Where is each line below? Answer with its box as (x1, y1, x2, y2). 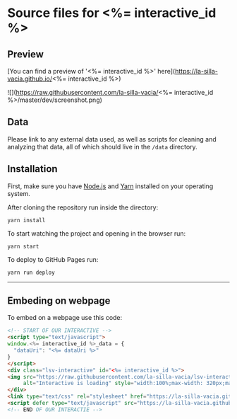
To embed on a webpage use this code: (7, 314, 123, 322)
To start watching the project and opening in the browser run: (7, 229, 186, 238)
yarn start (7, 243, 39, 250)
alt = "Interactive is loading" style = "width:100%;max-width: (23, 380, 203, 387)
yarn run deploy (7, 269, 55, 276)
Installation (7, 163, 58, 175)
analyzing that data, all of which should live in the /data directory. (7, 142, 197, 151)
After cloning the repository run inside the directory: (7, 203, 159, 212)
